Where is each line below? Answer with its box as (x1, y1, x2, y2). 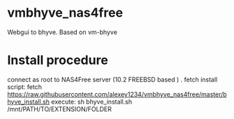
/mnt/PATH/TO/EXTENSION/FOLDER (7, 104, 112, 113)
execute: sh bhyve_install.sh (51, 97, 133, 106)
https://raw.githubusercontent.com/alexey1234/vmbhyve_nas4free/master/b (7, 90, 227, 98)
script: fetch (7, 82, 42, 91)
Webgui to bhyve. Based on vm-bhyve (7, 28, 117, 36)
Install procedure (7, 52, 108, 68)
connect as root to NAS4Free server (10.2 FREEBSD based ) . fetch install (7, 75, 218, 84)
